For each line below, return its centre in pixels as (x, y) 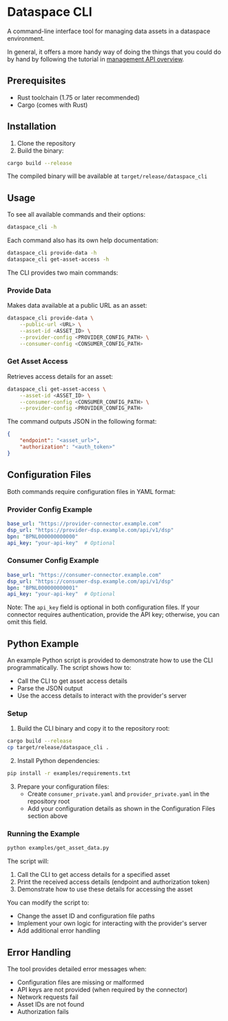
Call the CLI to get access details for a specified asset (93, 875)
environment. (26, 38)
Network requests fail (48, 997)
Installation (32, 127)
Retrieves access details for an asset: (60, 376)
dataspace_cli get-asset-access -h (58, 259)
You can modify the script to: (48, 903)
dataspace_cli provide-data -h (52, 253)
